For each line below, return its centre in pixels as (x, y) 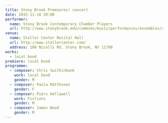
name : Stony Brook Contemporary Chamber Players (61, 24)
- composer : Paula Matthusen (40, 84)
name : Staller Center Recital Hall (47, 38)
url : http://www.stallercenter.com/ (48, 43)
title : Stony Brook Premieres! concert (47, 10)
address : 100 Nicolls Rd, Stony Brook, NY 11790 (61, 47)
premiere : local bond (28, 61)
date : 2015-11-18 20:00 (30, 15)
